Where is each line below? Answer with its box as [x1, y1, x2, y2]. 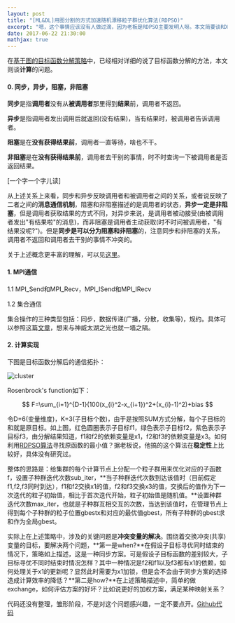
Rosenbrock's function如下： [7, 386, 91, 394]
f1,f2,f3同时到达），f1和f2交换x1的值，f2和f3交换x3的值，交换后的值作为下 [7, 482, 220, 490]
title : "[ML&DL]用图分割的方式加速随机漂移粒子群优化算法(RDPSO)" [7, 17, 184, 24]
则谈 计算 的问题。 [7, 65, 57, 74]
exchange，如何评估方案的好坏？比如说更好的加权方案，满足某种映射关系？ [7, 584, 226, 593]
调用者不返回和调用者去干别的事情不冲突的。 [7, 236, 136, 244]
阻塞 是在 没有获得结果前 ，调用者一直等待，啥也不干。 [7, 138, 161, 147]
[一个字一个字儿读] [7, 177, 62, 185]
